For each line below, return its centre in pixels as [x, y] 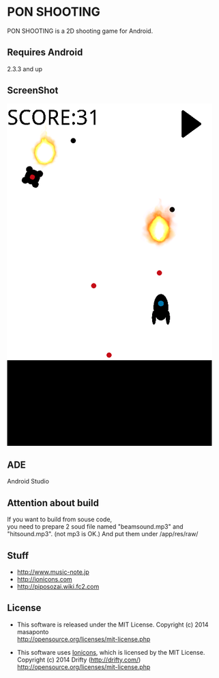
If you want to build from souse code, [60, 519]
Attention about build [53, 503]
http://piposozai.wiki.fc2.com [58, 587]
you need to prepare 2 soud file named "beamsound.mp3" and [95, 527]
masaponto [33, 631]
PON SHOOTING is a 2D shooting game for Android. [80, 31]
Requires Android [45, 52]
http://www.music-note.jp [53, 572]
